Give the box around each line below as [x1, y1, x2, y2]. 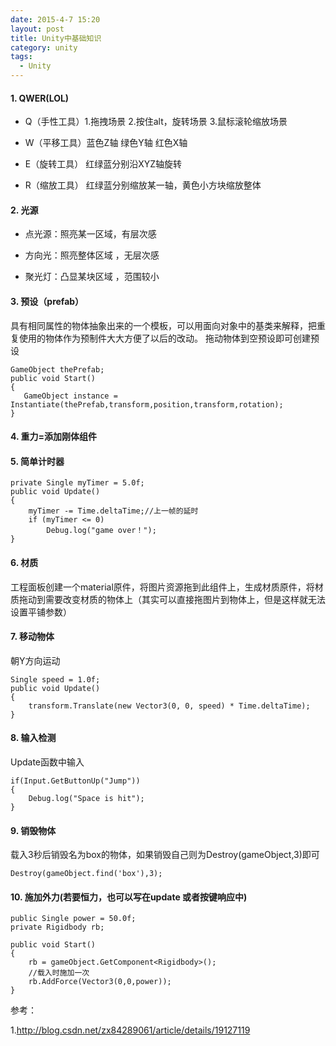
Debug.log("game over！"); [46, 526, 157, 536]
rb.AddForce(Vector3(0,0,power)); [28, 977, 172, 987]
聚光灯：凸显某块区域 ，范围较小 [24, 271, 160, 283]
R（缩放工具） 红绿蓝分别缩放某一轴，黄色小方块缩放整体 [24, 179, 262, 191]
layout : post [10, 24, 65, 34]
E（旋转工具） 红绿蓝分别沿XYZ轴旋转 [24, 158, 183, 170]
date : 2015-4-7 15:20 [10, 14, 101, 25]
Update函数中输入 [10, 756, 85, 768]
